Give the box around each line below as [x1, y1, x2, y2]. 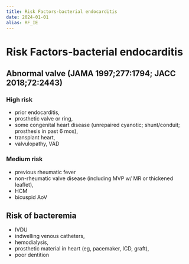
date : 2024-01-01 [6, 14, 49, 20]
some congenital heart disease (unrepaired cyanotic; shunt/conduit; [14, 122, 180, 129]
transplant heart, [14, 134, 56, 141]
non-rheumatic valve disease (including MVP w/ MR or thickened [14, 175, 174, 182]
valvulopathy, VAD [14, 140, 60, 148]
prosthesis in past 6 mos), [14, 128, 79, 135]
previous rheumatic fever [14, 168, 76, 175]
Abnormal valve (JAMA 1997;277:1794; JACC [6, 69, 176, 79]
